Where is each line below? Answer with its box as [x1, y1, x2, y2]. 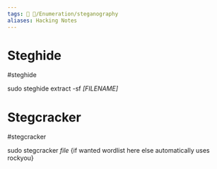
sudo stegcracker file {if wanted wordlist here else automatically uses [7, 146, 210, 155]
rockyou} [7, 153, 34, 163]
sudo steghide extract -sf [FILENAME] [7, 84, 119, 93]
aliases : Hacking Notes [7, 17, 78, 24]
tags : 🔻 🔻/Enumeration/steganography [7, 10, 119, 18]
